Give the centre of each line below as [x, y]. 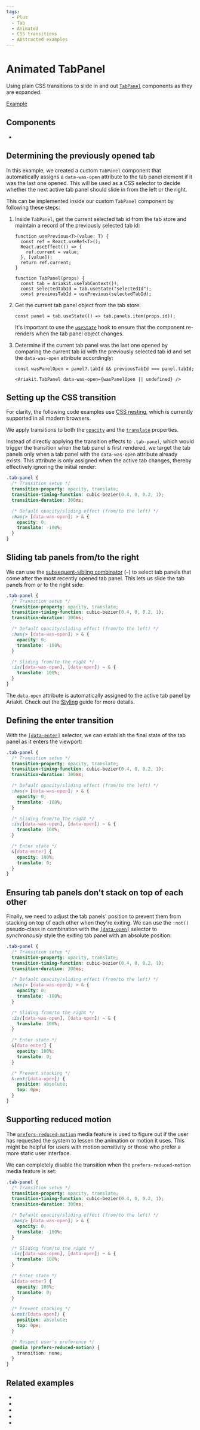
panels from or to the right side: [45, 584]
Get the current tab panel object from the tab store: [78, 305]
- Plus [20, 17]
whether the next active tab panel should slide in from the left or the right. [97, 189]
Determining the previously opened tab [81, 156]
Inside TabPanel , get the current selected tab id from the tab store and [101, 219]
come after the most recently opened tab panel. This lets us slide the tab [96, 578]
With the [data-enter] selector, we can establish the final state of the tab [96, 735]
